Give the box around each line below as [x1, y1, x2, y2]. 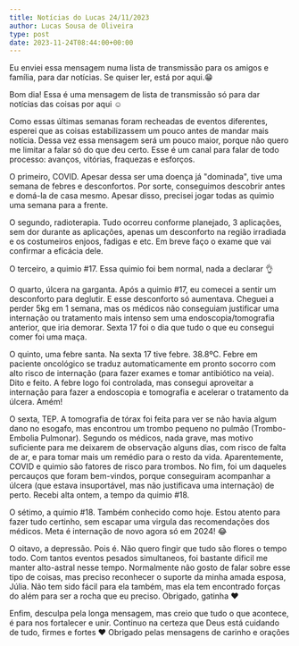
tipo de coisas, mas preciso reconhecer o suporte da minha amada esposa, [9, 572, 287, 583]
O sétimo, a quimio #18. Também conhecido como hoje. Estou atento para [9, 507, 281, 518]
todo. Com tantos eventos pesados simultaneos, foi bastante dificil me [9, 553, 268, 564]
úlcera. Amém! [9, 397, 63, 407]
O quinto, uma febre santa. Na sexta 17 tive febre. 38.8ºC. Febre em [9, 349, 259, 360]
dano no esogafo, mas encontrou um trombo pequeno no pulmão [9, 424, 250, 434]
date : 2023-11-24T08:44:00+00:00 [9, 38, 134, 47]
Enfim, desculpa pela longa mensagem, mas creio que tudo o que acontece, [9, 608, 289, 619]
